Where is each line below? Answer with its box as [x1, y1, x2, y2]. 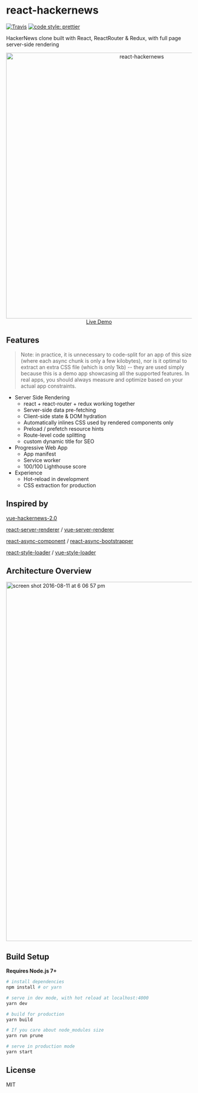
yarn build [6, 1017, 33, 1023]
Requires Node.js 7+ [6, 967, 57, 975]
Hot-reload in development [23, 475, 90, 482]
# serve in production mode [6, 1043, 75, 1049]
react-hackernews [6, 4, 99, 17]
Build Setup [6, 952, 49, 962]
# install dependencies [6, 979, 65, 985]
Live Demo [86, 318, 112, 325]
